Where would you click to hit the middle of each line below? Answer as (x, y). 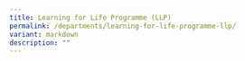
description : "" (40, 43)
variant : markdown (44, 34)
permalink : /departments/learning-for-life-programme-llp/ (123, 26)
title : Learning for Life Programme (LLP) (90, 17)
